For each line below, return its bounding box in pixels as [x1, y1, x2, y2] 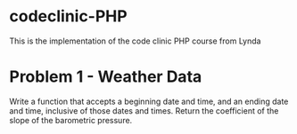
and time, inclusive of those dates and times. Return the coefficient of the [9, 105, 279, 116]
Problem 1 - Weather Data [9, 67, 202, 87]
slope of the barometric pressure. [9, 114, 133, 125]
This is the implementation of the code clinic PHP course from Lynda [9, 35, 261, 46]
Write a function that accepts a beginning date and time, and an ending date [9, 96, 289, 106]
